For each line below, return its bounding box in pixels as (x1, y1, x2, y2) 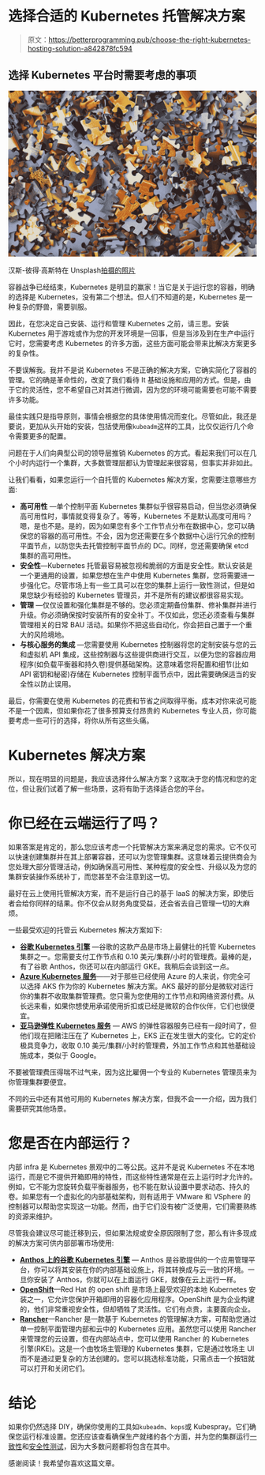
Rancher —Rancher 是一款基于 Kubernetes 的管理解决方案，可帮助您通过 (19, 1314, 257, 1323)
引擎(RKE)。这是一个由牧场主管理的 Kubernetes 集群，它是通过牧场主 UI (19, 1344, 255, 1353)
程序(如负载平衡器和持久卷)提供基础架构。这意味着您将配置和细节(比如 (19, 659, 249, 668)
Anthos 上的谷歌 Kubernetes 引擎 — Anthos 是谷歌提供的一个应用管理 (19, 1255, 249, 1264)
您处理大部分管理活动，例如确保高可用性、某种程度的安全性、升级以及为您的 (8, 862, 257, 871)
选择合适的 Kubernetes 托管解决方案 (8, 7, 246, 25)
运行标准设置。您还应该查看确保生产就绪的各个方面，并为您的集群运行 (21, 1432, 250, 1441)
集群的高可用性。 (19, 551, 76, 560)
